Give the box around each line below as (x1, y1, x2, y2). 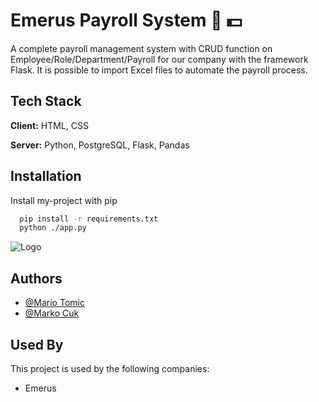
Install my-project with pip (10, 194, 118, 206)
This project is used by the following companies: (10, 362, 210, 374)
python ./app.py (19, 223, 87, 233)
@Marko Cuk (24, 307, 80, 319)
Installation (10, 168, 82, 185)
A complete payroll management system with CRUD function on (10, 42, 273, 54)
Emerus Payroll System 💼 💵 (10, 9, 243, 32)
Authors (10, 270, 63, 287)
